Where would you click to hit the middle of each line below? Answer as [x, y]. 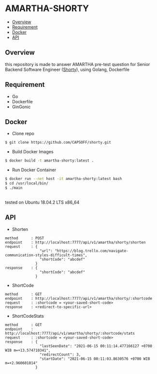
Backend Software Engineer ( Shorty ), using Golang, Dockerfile [67, 69]
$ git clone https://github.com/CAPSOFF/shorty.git [58, 143]
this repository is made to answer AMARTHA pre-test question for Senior [78, 64]
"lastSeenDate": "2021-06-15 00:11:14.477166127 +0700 [96, 346]
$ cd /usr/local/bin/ [27, 183]
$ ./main [14, 188]
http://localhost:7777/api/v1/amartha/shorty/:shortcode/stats [70, 333]
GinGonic [21, 107]
